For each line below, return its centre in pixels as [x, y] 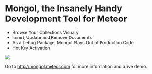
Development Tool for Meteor [66, 19]
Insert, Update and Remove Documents [52, 37]
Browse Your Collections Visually [46, 32]
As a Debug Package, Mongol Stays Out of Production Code [73, 42]
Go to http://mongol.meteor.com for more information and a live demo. [76, 66]
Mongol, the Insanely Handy [64, 9]
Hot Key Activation [31, 48]
